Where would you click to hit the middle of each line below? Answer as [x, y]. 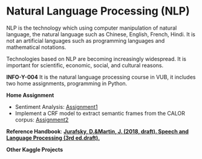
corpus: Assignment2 [42, 120]
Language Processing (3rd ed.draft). [53, 138]
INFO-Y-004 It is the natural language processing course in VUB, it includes [101, 77]
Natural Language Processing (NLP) [98, 11]
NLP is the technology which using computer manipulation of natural [92, 28]
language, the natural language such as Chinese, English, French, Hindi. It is [101, 34]
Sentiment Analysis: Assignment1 [56, 106]
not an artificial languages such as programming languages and [86, 41]
